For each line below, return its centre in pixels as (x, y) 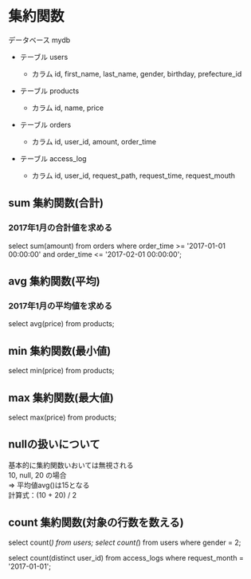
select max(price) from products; (63, 417)
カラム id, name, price (68, 108)
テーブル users (44, 57)
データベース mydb (39, 40)
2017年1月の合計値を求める (61, 228)
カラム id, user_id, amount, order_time (94, 141)
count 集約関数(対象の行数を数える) (96, 523)
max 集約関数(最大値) (61, 398)
